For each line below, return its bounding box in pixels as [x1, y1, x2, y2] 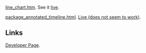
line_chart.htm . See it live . [5, 5, 60, 10]
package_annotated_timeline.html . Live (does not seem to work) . [5, 14, 141, 20]
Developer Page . [5, 42, 41, 48]
